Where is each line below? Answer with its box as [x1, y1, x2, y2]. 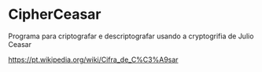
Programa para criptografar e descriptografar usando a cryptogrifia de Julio [8, 31, 254, 41]
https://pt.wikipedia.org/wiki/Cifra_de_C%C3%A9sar [8, 55, 179, 64]
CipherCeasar [8, 5, 101, 23]
